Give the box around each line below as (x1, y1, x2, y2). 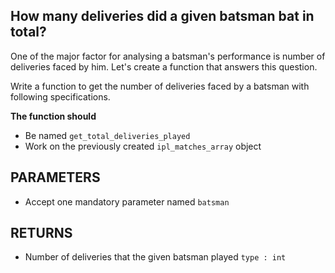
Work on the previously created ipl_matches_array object (24, 140, 262, 152)
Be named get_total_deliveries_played (24, 129, 191, 141)
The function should (10, 110, 97, 122)
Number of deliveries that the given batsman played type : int (24, 251, 287, 263)
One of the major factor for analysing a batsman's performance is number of (10, 50, 326, 62)
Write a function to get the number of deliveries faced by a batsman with (10, 80, 310, 92)
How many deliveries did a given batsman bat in (10, 8, 315, 25)
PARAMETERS (10, 169, 101, 186)
